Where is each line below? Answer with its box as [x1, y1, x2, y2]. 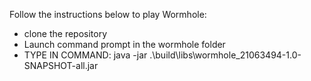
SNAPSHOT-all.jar [23, 60, 99, 71]
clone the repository [23, 28, 108, 39]
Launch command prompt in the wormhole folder [23, 39, 226, 50]
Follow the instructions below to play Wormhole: [9, 9, 207, 20]
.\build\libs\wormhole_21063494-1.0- [149, 49, 302, 61]
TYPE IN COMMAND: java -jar [23, 49, 148, 61]
